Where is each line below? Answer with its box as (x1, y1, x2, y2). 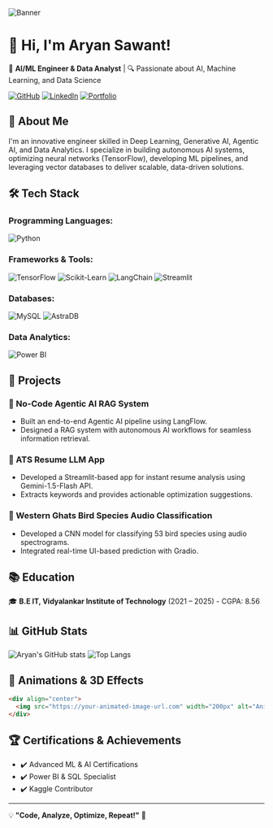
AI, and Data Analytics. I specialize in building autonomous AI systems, (8, 145, 245, 155)
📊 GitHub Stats (8, 624, 88, 638)
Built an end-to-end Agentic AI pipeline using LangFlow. (19, 416, 208, 426)
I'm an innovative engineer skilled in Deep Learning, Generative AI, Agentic (8, 136, 259, 146)
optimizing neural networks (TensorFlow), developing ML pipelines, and (8, 153, 249, 163)
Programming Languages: (8, 216, 114, 227)
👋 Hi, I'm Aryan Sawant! (8, 37, 171, 54)
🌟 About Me (8, 115, 69, 129)
